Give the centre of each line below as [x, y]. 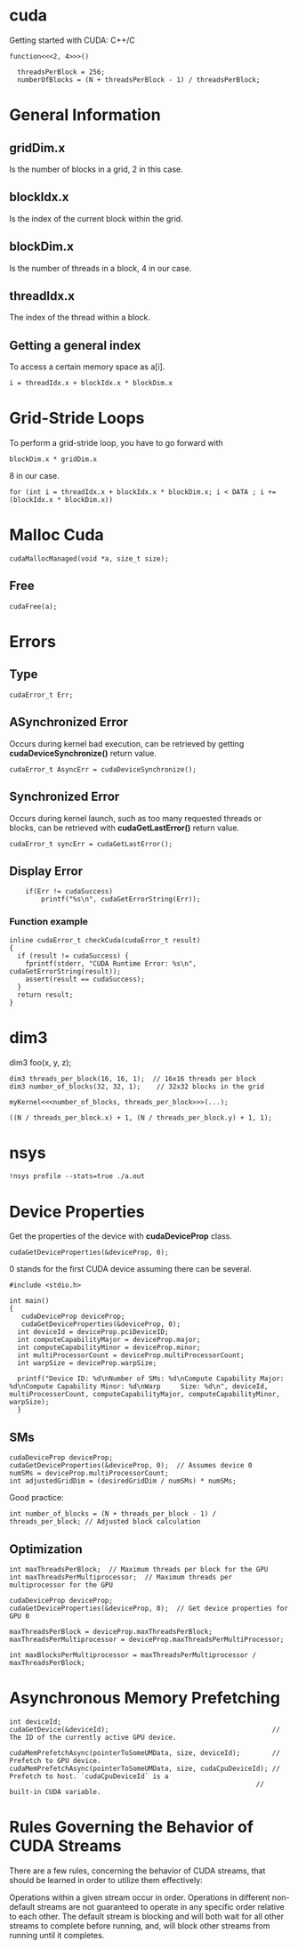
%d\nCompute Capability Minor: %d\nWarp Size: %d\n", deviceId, [139, 1387]
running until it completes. [57, 1935]
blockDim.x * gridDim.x [53, 459]
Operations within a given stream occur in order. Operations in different [140, 1897]
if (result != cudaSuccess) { [73, 956]
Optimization [46, 1549]
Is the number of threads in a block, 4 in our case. [101, 268]
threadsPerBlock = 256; [61, 72]
